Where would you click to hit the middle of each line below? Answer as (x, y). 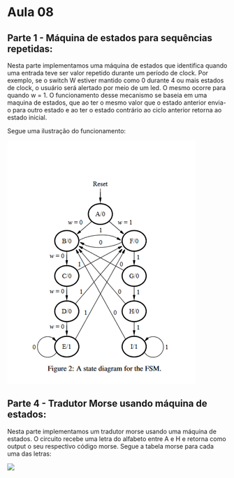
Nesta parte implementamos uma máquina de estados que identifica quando (117, 66)
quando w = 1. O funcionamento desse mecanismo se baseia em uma (107, 95)
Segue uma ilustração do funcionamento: (67, 131)
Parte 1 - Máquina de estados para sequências (110, 38)
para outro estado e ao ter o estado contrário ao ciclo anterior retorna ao (117, 110)
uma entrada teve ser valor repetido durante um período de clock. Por (108, 73)
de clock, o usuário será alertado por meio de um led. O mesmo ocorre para (117, 88)
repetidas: (30, 48)
